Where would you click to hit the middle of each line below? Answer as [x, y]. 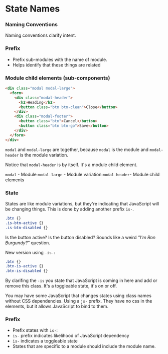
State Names [33, 9]
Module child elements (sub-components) [58, 78]
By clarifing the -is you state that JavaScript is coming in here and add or [81, 280]
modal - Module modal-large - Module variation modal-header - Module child [82, 174]
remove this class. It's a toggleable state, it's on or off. [61, 286]
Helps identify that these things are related [56, 65]
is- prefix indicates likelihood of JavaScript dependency [71, 336]
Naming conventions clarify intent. [41, 35]
